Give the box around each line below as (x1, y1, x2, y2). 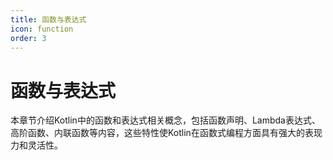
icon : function (10, 24, 74, 34)
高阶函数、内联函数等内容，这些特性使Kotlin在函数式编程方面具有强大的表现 (10, 127, 323, 139)
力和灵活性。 (10, 139, 63, 151)
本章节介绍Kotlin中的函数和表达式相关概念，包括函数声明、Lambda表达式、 (10, 114, 321, 126)
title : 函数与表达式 (10, 14, 87, 25)
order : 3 (10, 33, 47, 43)
